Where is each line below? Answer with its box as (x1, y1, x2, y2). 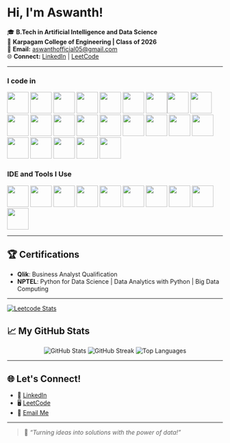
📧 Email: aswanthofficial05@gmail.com (7, 44, 118, 53)
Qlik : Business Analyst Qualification (16, 270, 118, 278)
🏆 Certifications (7, 248, 80, 260)
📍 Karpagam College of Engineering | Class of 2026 (7, 38, 157, 46)
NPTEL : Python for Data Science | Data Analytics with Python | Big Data (16, 278, 220, 286)
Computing (16, 285, 49, 293)
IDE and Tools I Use (7, 170, 72, 179)
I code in (7, 76, 36, 85)
